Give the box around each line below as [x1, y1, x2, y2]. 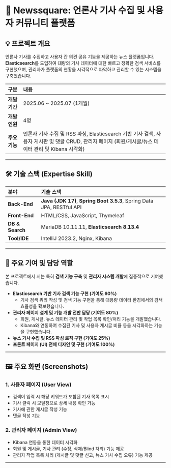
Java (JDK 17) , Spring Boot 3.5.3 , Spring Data [41, 197, 154, 204]
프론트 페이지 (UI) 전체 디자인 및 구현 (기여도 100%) [12, 341, 115, 347]
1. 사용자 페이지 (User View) [5, 381, 72, 388]
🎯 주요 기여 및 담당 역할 [5, 259, 73, 268]
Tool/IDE [8, 235, 29, 242]
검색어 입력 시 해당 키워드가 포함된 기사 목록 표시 [12, 394, 109, 400]
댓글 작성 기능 [12, 413, 40, 419]
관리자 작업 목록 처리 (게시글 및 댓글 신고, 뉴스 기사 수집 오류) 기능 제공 [12, 452, 153, 458]
